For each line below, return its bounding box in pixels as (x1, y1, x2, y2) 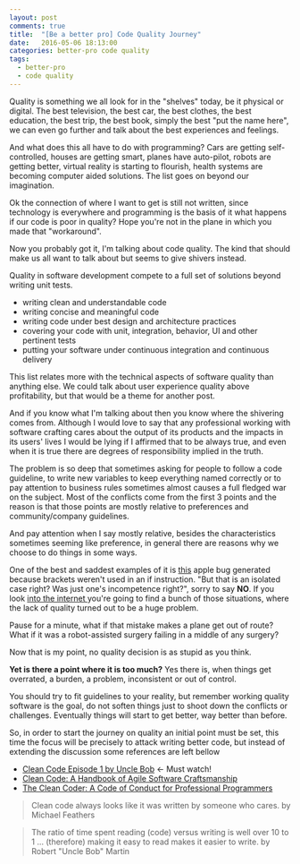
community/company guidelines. (9, 510, 129, 521)
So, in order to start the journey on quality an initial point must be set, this (9, 727, 279, 738)
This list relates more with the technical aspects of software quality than (9, 371, 274, 381)
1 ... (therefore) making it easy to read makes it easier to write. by (30, 836, 271, 847)
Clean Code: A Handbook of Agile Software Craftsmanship (21, 773, 238, 783)
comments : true (9, 21, 66, 30)
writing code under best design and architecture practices (21, 315, 237, 327)
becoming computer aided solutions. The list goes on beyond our (9, 170, 250, 181)
